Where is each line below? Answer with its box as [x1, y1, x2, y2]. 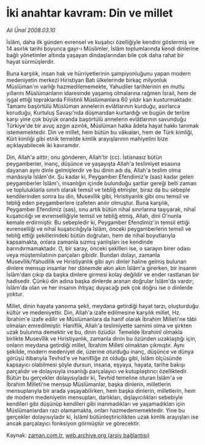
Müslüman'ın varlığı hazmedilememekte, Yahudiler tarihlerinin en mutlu [6, 83, 185, 90]
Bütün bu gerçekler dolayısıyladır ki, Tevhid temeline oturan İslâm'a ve [6, 374, 183, 381]
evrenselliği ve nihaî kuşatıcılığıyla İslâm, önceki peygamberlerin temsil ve [6, 225, 192, 233]
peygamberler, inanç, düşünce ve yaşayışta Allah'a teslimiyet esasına [6, 160, 181, 167]
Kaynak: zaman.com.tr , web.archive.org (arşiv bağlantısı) [6, 431, 150, 439]
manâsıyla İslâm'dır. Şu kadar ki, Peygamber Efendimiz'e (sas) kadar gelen [6, 172, 194, 180]
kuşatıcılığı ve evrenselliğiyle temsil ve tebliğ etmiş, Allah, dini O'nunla [6, 212, 182, 219]
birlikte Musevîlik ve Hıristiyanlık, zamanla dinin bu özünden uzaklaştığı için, [6, 335, 197, 342]
